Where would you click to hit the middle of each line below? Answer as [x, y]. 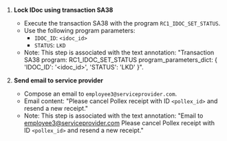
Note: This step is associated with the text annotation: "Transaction [119, 52]
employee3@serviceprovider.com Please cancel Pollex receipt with [119, 123]
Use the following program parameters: [79, 31]
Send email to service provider [58, 80]
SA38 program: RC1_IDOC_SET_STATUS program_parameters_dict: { [121, 60]
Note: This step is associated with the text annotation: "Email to [113, 116]
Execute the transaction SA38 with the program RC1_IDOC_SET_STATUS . [122, 23]
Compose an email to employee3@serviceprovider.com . [100, 94]
